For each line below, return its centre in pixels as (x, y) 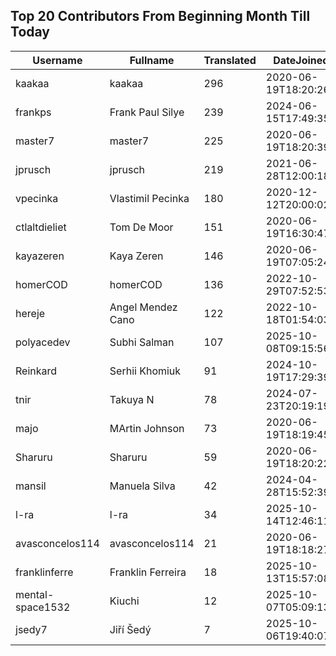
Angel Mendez (143, 307)
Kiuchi (124, 601)
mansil (31, 486)
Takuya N (132, 399)
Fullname (152, 60)
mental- (35, 594)
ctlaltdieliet (41, 227)
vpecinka (37, 198)
